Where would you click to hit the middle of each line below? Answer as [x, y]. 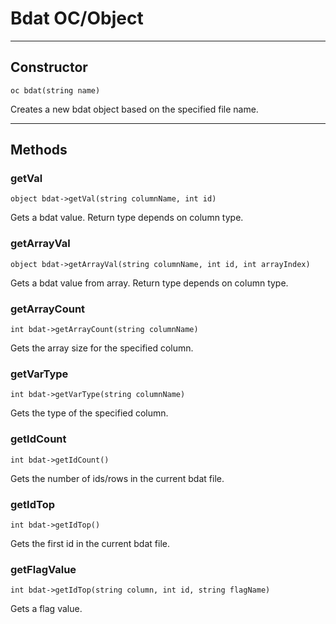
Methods [39, 150]
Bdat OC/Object [77, 18]
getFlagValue [43, 569]
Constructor [49, 67]
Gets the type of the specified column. [89, 413]
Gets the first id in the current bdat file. [90, 543]
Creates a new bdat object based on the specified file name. [134, 109]
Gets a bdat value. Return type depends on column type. [127, 218]
